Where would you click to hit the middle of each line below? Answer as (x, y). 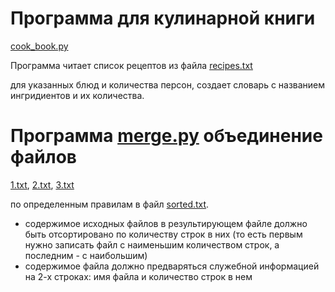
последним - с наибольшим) (86, 255)
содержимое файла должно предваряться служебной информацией (172, 266)
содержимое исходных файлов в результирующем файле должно (166, 223)
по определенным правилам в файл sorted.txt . (110, 204)
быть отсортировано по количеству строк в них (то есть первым (163, 234)
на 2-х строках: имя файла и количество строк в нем (138, 276)
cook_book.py (39, 46)
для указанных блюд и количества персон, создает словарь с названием (168, 84)
